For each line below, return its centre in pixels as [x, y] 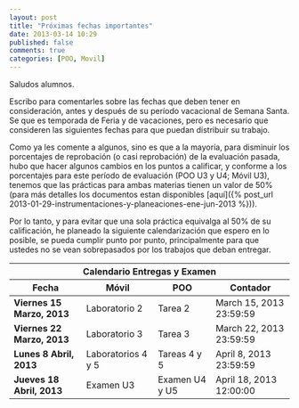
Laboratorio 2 [114, 308]
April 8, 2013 [243, 354]
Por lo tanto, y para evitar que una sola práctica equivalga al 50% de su [140, 221]
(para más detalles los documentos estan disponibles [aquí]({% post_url [141, 194]
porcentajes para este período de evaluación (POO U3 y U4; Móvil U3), [139, 175]
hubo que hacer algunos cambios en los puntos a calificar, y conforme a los [148, 166]
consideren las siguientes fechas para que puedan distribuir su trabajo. [140, 130]
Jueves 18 [36, 379]
